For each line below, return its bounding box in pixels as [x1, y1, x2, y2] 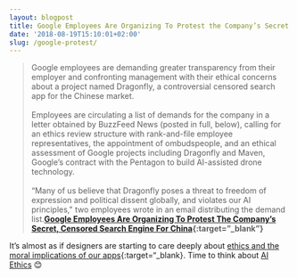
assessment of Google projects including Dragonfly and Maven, [30, 148, 266, 159]
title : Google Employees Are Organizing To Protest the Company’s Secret [9, 21, 290, 30]
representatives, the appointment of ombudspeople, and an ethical [30, 138, 276, 149]
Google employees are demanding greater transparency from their [30, 62, 276, 73]
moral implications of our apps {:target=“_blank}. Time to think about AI [9, 250, 269, 261]
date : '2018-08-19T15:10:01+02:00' [9, 29, 142, 38]
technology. [30, 167, 76, 177]
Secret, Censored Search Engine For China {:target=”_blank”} [30, 224, 264, 234]
